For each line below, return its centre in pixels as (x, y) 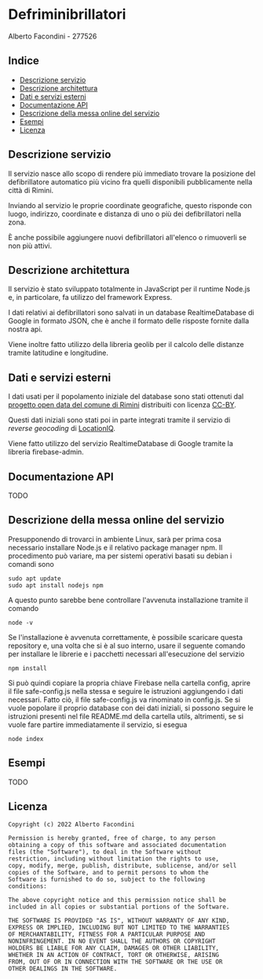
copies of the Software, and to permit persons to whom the (109, 873)
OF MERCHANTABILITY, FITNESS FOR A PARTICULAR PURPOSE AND (107, 935)
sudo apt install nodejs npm (56, 585)
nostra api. (26, 329)
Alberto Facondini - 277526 (53, 36)
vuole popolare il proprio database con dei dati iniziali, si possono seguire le (131, 707)
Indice (24, 61)
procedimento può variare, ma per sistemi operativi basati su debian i (120, 556)
